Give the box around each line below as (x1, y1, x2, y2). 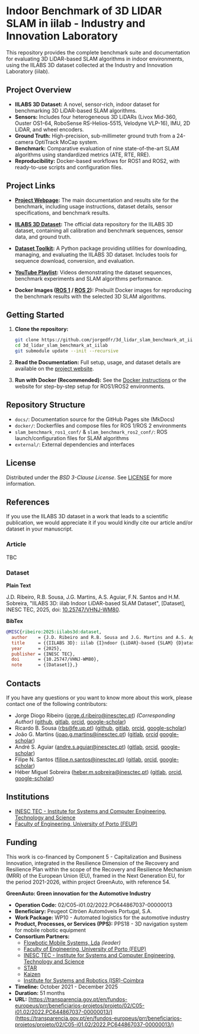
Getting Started (6, 310, 65, 320)
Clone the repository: (14, 326, 69, 333)
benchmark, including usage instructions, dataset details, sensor (14, 203, 173, 210)
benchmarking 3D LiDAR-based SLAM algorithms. (14, 107, 137, 114)
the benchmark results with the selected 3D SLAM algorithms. (14, 293, 166, 300)
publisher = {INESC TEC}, (11, 651, 76, 657)
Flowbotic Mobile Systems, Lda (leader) (23, 939, 121, 946)
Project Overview (6, 85, 72, 95)
